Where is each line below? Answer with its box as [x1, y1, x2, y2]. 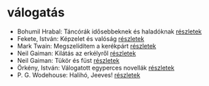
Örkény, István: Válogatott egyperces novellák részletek [16, 63, 175, 72]
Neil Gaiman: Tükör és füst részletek [16, 56, 120, 64]
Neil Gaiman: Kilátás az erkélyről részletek [16, 49, 136, 57]
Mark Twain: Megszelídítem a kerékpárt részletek [16, 42, 156, 50]
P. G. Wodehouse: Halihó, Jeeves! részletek [16, 70, 140, 79]
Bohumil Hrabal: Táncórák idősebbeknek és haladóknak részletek [16, 27, 202, 35]
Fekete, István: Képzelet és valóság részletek [16, 34, 145, 42]
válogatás [7, 5, 65, 20]
